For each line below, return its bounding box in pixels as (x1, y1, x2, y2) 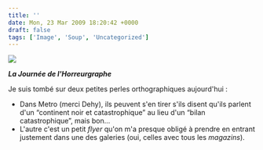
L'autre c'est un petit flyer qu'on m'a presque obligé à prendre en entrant (19, 124, 255, 134)
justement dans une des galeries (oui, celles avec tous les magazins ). (19, 133, 245, 142)
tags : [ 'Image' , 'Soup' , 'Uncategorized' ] (8, 33, 149, 41)
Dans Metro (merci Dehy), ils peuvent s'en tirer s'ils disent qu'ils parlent (19, 99, 251, 109)
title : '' (8, 11, 41, 20)
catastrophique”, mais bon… (19, 116, 111, 126)
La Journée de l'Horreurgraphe (8, 70, 112, 79)
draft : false (8, 26, 51, 34)
